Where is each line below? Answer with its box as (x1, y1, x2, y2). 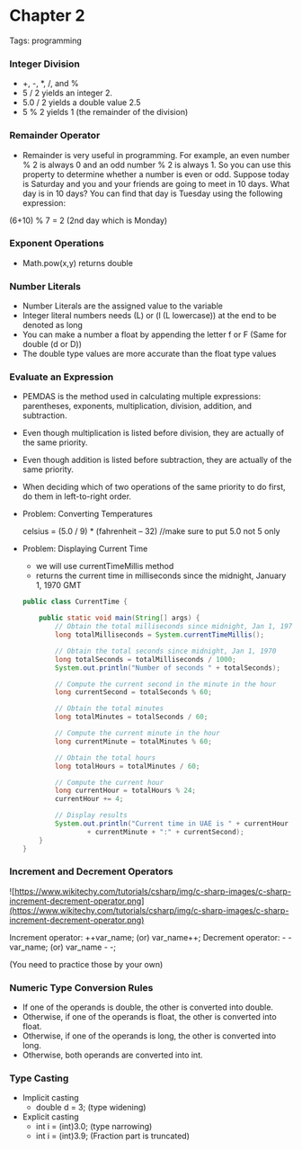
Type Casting (9, 1072, 69, 1084)
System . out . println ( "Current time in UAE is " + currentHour (55, 819, 289, 828)
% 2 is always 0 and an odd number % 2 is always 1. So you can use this (22, 159, 292, 170)
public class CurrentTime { (22, 597, 128, 607)
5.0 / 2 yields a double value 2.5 (22, 97, 141, 108)
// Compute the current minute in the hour (55, 729, 220, 738)
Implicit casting (22, 1092, 79, 1103)
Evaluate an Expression (9, 370, 114, 383)
